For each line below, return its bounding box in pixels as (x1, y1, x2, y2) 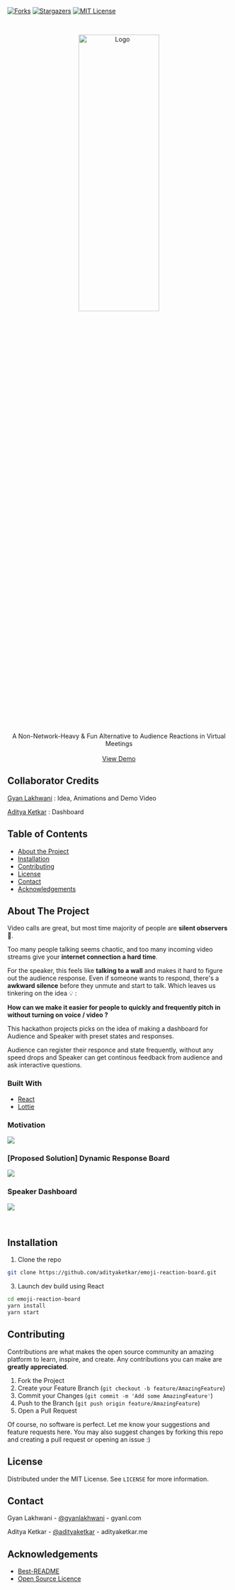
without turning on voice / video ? (7, 1011, 108, 1019)
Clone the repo (17, 1255, 62, 1264)
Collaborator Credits (7, 775, 99, 787)
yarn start (7, 1309, 40, 1316)
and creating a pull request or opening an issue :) (7, 1435, 151, 1443)
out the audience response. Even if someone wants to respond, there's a (7, 974, 219, 982)
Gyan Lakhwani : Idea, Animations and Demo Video (7, 794, 157, 802)
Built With (7, 1079, 42, 1089)
